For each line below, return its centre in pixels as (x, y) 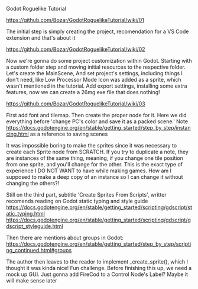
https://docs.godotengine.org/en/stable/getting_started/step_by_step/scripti (99, 244)
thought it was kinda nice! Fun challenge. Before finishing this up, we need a (99, 268)
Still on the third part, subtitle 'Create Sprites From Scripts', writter (86, 195)
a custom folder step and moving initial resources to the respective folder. (96, 67)
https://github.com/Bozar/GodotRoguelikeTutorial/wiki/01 (75, 20)
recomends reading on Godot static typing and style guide (77, 201)
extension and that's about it (41, 38)
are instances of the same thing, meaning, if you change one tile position (95, 158)
